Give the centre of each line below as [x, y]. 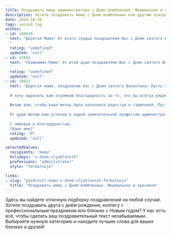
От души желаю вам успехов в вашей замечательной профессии [75, 115]
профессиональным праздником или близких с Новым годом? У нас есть [85, 210]
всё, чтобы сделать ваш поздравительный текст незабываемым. [76, 216]
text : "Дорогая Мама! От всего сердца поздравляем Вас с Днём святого [86, 39]
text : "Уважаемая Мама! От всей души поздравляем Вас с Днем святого [85, 62]
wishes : [13, 29]
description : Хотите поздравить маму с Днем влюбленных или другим [78, 15]
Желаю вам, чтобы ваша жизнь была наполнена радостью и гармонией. [83, 105]
